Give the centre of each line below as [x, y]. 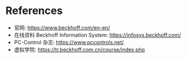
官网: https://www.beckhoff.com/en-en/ [62, 27]
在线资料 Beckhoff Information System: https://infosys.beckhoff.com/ [97, 35]
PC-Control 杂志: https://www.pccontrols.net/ [69, 42]
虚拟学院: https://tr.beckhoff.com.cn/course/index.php [79, 49]
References [34, 11]
